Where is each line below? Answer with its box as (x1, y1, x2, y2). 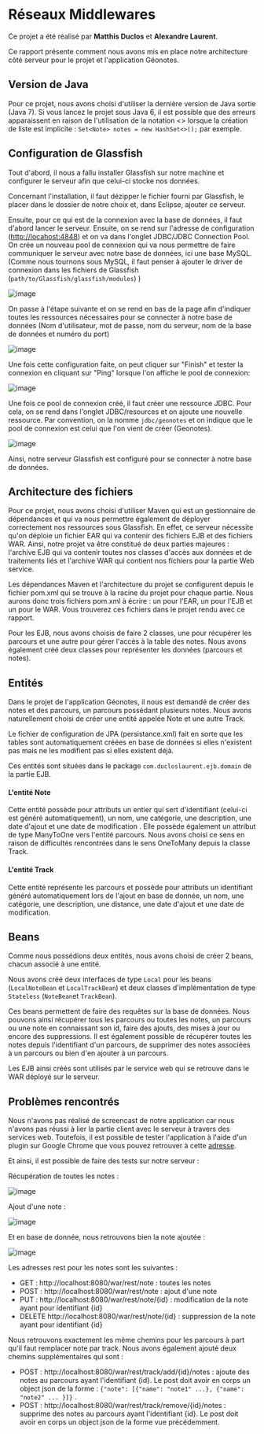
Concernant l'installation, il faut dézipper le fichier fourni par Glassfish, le (8, 191, 245, 201)
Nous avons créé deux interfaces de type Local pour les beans (8, 974, 212, 985)
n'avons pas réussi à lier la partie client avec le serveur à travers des (8, 1124, 230, 1134)
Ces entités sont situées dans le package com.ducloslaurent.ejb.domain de (8, 761, 252, 771)
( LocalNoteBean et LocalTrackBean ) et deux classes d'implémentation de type (8, 983, 256, 992)
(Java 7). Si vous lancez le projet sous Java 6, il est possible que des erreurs (8, 107, 256, 116)
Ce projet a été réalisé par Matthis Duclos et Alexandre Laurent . (8, 31, 218, 41)
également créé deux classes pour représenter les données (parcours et (8, 645, 243, 655)
